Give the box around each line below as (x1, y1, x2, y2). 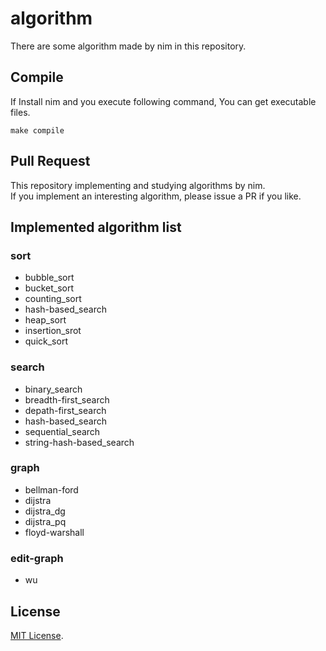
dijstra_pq (24, 515, 67, 527)
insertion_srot (24, 325, 82, 337)
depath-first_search (24, 404, 107, 416)
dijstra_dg (24, 505, 66, 517)
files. (10, 106, 31, 118)
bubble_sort (24, 272, 75, 284)
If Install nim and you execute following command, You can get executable (10, 95, 317, 107)
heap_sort (24, 314, 67, 326)
